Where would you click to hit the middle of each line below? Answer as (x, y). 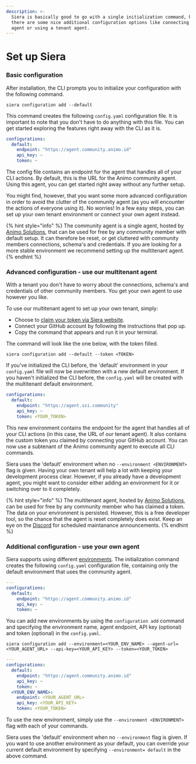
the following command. (35, 94)
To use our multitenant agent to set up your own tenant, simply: (82, 309)
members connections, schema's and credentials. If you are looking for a (94, 244)
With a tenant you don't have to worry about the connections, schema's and (97, 285)
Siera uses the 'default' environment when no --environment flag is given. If (97, 737)
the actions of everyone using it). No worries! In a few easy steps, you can (95, 208)
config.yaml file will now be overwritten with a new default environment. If (95, 371)
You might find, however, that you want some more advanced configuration (97, 196)
